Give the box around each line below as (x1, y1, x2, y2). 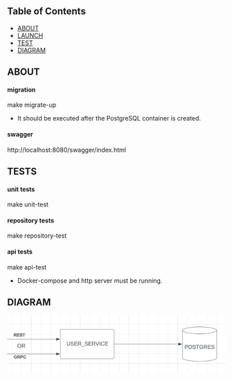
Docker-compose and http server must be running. (17, 276, 163, 285)
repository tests (7, 216, 55, 224)
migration (7, 85, 36, 94)
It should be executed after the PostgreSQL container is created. (17, 114, 202, 123)
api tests (7, 247, 33, 256)
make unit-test (7, 200, 48, 209)
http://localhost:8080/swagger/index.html (7, 146, 127, 154)
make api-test (7, 263, 47, 271)
